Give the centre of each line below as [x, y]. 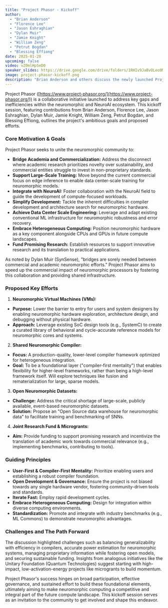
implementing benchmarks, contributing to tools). [63, 447]
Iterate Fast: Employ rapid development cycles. [61, 497]
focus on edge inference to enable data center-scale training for [78, 181]
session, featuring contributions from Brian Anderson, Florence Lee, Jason [82, 110]
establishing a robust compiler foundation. [56, 476]
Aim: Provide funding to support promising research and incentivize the [86, 436]
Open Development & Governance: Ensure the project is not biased [82, 481]
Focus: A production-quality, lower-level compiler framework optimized [86, 355]
